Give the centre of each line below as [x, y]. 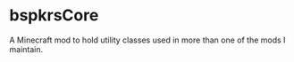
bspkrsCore [54, 15]
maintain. [26, 49]
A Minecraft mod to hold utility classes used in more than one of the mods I [147, 40]
